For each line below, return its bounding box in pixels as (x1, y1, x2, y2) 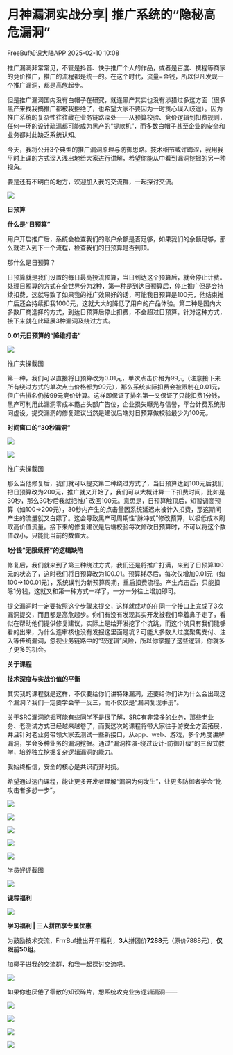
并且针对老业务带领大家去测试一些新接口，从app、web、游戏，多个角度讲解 (7, 730, 225, 739)
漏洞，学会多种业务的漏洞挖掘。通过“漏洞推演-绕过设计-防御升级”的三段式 (7, 739, 219, 747)
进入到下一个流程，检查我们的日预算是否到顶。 (19, 243, 153, 252)
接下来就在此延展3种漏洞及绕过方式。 (7, 316, 114, 325)
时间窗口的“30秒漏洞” (7, 423, 71, 432)
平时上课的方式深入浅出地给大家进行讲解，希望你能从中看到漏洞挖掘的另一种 (7, 154, 226, 162)
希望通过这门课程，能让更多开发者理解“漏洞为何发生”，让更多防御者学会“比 (7, 777, 222, 785)
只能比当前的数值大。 (31, 531, 92, 540)
